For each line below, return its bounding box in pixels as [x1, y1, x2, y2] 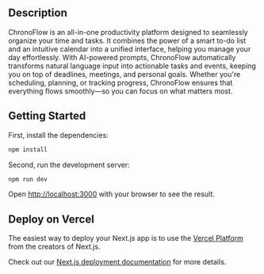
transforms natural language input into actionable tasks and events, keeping [8, 61, 256, 70]
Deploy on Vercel [8, 212, 95, 226]
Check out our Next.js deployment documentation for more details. [8, 257, 227, 267]
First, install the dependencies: [8, 130, 109, 139]
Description [8, 6, 67, 20]
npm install [8, 146, 48, 154]
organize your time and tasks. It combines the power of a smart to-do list [8, 36, 247, 45]
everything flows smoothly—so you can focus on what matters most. [8, 86, 233, 96]
